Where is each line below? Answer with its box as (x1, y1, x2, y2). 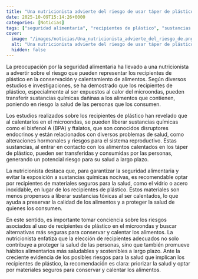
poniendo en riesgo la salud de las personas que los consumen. (6, 101, 161, 108)
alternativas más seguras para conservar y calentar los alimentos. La (6, 228, 173, 235)
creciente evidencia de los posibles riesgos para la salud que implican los (6, 254, 185, 261)
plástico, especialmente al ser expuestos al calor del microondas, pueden (6, 88, 184, 95)
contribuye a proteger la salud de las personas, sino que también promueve (6, 241, 190, 248)
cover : (6, 31, 22, 36)
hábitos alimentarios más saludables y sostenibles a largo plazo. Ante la (6, 247, 181, 254)
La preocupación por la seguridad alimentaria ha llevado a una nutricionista (6, 63, 189, 70)
